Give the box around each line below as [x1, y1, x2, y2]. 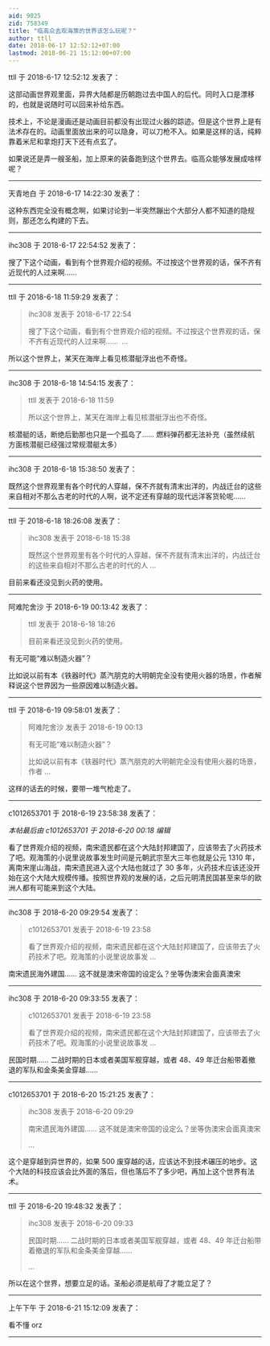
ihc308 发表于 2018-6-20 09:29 [27, 1107, 134, 1116]
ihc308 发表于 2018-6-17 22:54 [27, 309, 132, 319]
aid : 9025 [8, 11, 42, 20]
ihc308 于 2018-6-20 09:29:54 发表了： [8, 907, 141, 917]
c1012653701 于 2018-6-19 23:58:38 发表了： [8, 808, 158, 818]
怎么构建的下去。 [35, 216, 93, 225]
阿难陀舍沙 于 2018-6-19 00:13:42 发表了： [8, 602, 150, 612]
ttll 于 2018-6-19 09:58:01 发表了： [8, 705, 123, 715]
